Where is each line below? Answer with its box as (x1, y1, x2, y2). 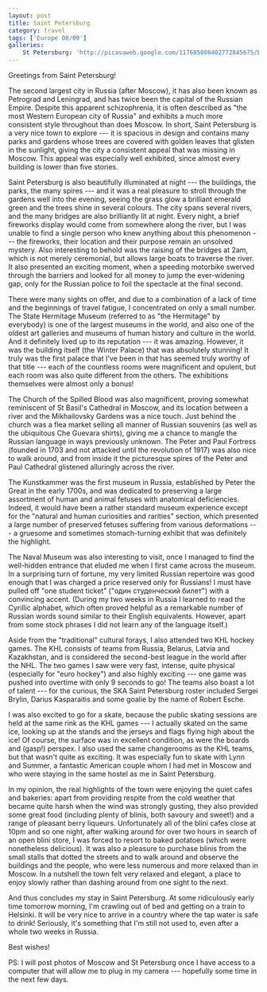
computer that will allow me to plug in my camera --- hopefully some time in (8, 967, 257, 975)
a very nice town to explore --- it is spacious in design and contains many (8, 128, 250, 138)
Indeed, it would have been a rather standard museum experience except (8, 503, 248, 512)
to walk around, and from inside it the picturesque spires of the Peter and (8, 454, 248, 463)
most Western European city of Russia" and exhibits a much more (8, 111, 223, 120)
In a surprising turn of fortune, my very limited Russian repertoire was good (8, 569, 255, 578)
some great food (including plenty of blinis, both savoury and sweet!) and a (8, 810, 254, 819)
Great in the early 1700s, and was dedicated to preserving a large (8, 486, 222, 495)
